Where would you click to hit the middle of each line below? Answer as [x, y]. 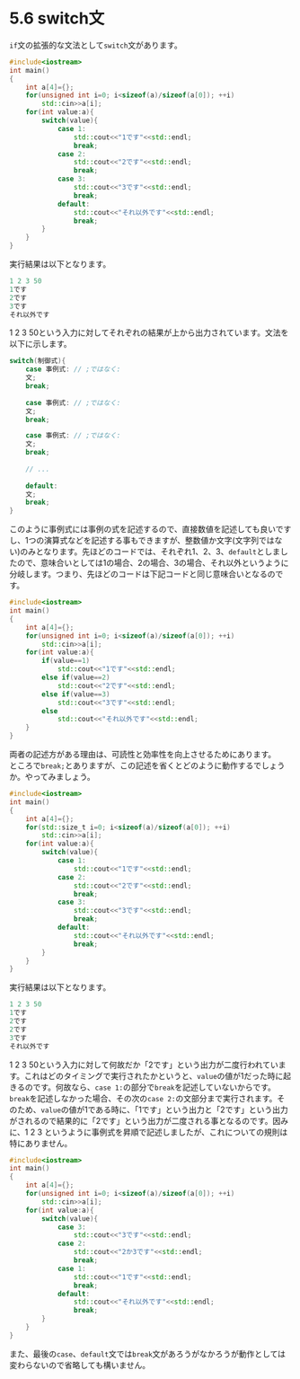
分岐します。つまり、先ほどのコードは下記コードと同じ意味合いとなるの [142, 574]
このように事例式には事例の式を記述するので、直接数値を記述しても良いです [150, 529]
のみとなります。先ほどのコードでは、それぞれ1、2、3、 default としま [150, 552]
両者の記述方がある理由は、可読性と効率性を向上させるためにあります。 [143, 755]
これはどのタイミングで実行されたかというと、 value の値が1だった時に [154, 1075]
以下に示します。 [40, 344]
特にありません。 [41, 1143]
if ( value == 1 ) [66, 661]
